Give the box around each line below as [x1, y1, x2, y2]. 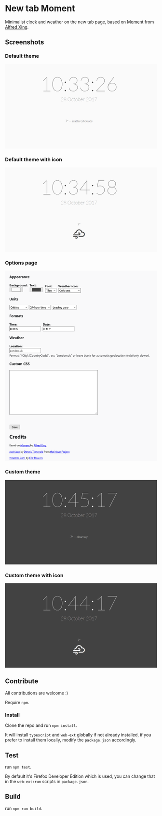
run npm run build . [5, 805, 42, 811]
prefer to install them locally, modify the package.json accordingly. [5, 737, 136, 743]
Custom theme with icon [5, 572, 64, 579]
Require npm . [5, 699, 29, 705]
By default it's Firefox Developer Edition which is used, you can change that [5, 773, 155, 779]
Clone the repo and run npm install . [5, 722, 77, 728]
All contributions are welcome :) [5, 690, 68, 696]
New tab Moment [5, 3, 76, 14]
